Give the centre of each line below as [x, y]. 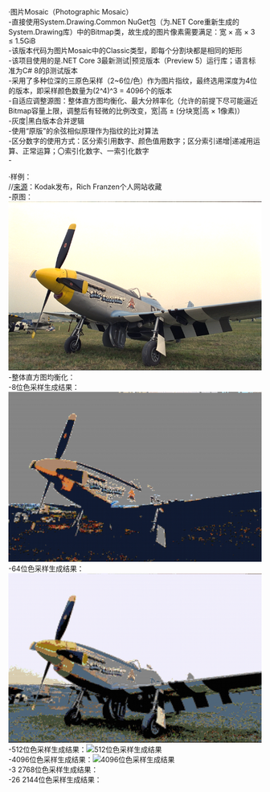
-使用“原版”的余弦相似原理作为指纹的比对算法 [84, 131]
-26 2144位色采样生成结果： [55, 780]
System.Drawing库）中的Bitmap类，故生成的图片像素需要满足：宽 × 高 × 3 [132, 32]
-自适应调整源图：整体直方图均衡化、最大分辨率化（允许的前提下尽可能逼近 [133, 101]
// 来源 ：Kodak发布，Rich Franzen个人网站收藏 [85, 187]
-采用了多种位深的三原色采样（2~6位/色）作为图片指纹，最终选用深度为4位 [133, 80]
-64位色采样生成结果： [46, 568]
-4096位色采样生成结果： [51, 760]
